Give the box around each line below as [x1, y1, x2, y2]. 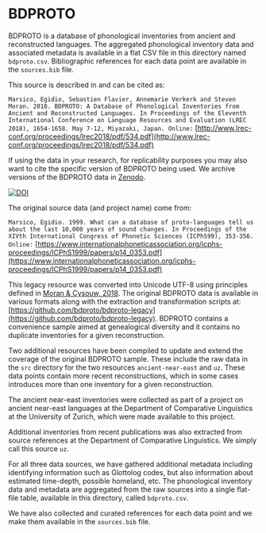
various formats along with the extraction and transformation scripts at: [8, 297, 241, 306]
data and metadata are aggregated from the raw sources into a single [8, 485, 236, 494]
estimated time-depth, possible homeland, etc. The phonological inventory [8, 476, 253, 485]
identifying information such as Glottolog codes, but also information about [8, 467, 254, 477]
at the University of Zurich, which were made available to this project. [8, 412, 236, 421]
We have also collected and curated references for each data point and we [8, 508, 253, 518]
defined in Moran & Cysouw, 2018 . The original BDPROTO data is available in [8, 288, 259, 297]
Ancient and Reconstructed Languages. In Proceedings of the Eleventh [8, 109, 247, 117]
